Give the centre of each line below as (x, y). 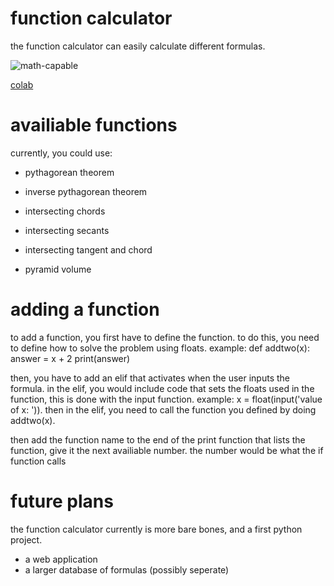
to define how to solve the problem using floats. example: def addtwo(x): (160, 348)
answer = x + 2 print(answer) (70, 358)
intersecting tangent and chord (88, 249)
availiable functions (94, 125)
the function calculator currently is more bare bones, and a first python (156, 529)
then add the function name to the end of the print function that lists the (158, 439)
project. (26, 539)
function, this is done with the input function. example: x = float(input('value (166, 399)
